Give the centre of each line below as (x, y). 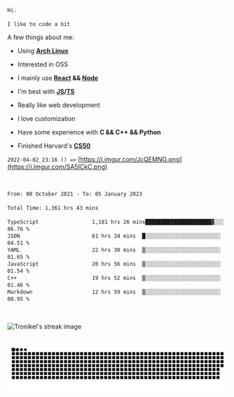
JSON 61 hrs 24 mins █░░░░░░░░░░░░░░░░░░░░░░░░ (114, 236)
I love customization (46, 119)
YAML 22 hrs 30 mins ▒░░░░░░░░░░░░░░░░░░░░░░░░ (114, 250)
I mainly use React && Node (58, 78)
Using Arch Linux (43, 51)
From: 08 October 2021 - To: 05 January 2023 (75, 194)
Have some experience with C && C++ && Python (89, 132)
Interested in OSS (43, 64)
